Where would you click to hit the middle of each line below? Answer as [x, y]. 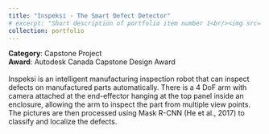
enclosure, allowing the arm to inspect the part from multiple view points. [130, 104]
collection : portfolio [46, 30]
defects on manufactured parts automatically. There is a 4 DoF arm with [128, 87]
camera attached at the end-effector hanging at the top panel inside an [126, 96]
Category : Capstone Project [55, 54]
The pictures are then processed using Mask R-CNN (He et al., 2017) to [127, 113]
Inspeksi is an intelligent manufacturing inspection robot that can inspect [129, 79]
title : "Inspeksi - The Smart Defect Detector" [90, 16]
